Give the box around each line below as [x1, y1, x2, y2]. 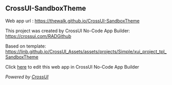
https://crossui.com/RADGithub [5, 33, 72, 39]
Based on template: [5, 43, 47, 49]
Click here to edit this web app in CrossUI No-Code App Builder [5, 63, 139, 70]
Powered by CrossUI [5, 74, 49, 80]
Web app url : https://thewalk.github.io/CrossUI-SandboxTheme [5, 17, 140, 24]
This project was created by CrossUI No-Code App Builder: [5, 28, 131, 34]
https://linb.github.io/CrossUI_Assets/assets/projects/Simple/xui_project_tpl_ [5, 48, 167, 54]
